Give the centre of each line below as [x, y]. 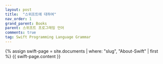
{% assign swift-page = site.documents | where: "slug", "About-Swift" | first [81, 51]
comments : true [21, 32]
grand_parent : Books [26, 23]
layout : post [18, 10]
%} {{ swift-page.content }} [33, 56]
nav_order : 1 [18, 19]
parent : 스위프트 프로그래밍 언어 [35, 28]
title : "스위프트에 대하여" [31, 14]
